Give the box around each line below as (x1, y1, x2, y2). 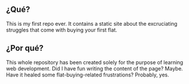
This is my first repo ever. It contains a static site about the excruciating (6, 20, 178, 27)
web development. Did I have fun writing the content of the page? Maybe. (6, 65, 183, 72)
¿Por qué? (6, 43, 44, 53)
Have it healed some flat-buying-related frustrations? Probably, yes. (6, 71, 169, 78)
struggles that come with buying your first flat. (6, 26, 118, 33)
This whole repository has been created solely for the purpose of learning (6, 58, 184, 66)
